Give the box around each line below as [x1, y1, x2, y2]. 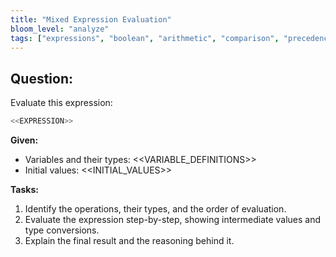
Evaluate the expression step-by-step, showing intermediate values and [24, 214, 322, 226]
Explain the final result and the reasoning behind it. [24, 235, 235, 247]
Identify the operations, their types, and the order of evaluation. [24, 203, 287, 215]
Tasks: [10, 184, 39, 196]
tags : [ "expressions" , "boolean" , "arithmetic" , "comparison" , [10, 33, 280, 43]
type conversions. [24, 224, 100, 236]
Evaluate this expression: [10, 97, 113, 109]
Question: [10, 70, 74, 87]
